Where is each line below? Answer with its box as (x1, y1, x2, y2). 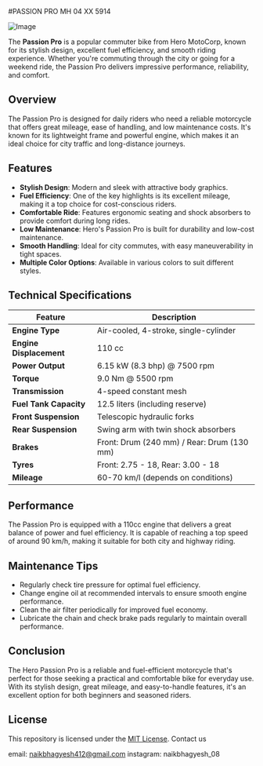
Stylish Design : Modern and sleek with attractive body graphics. (19, 182, 229, 191)
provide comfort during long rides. (19, 216, 131, 225)
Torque (12, 373, 39, 384)
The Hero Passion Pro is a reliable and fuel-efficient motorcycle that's (8, 665, 232, 674)
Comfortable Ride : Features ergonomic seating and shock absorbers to (19, 207, 251, 217)
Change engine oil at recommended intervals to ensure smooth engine (19, 589, 247, 598)
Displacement (12, 348, 65, 359)
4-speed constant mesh (96, 386, 187, 397)
